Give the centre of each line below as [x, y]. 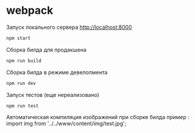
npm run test [22, 106]
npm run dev [21, 83]
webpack [30, 11]
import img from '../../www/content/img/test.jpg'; [66, 123]
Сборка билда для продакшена [46, 49]
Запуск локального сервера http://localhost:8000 [69, 27]
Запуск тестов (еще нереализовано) [53, 94]
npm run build [24, 61]
